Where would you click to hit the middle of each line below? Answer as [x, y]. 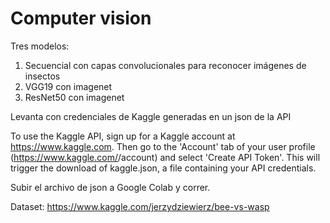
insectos [42, 76]
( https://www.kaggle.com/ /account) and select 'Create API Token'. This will [165, 157]
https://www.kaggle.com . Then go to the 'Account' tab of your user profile [163, 146]
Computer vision [81, 18]
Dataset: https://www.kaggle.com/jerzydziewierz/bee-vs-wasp [140, 206]
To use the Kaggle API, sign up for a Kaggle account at [123, 136]
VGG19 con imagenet [68, 86]
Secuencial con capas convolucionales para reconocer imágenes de [165, 65]
